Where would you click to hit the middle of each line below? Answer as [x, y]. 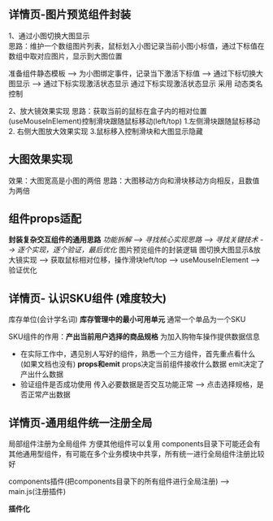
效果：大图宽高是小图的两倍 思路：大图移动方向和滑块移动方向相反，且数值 [134, 180]
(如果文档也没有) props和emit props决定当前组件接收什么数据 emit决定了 [142, 364]
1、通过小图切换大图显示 [49, 36]
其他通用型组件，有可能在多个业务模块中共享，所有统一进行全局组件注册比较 [136, 454]
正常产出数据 [49, 395]
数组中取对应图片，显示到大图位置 [65, 56]
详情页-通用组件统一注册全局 [80, 422]
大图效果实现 [41, 160]
